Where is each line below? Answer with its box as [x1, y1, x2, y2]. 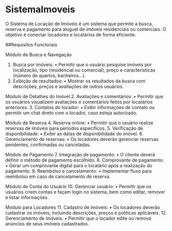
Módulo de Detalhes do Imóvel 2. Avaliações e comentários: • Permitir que [5, 93, 164, 99]
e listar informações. [5, 194, 49, 200]
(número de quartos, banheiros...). [12, 72, 86, 78]
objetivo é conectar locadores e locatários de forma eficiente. [5, 31, 136, 38]
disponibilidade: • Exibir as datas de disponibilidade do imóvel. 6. [5, 130, 144, 137]
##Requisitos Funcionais [5, 41, 58, 47]
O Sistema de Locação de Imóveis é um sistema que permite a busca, [5, 21, 153, 27]
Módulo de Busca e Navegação [5, 51, 72, 58]
